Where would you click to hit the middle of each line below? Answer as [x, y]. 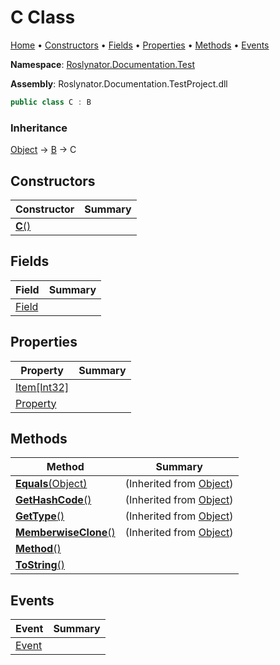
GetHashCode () [53, 500]
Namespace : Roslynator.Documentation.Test [102, 64]
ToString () [40, 565]
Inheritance [39, 128]
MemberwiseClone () [65, 533]
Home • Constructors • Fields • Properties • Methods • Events [140, 45]
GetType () [40, 516]
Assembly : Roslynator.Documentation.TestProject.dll [119, 83]
